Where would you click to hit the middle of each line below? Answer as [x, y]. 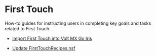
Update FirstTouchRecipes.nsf [44, 48]
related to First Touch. [28, 28]
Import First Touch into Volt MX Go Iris [52, 38]
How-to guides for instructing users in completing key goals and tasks [78, 23]
